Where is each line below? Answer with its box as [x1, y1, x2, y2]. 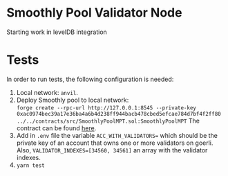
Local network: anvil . [16, 88, 79, 96]
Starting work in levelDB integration [6, 28, 108, 36]
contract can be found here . [16, 123, 97, 132]
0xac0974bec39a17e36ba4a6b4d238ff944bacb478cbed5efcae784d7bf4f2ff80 [16, 110, 222, 117]
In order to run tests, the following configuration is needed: [6, 75, 174, 83]
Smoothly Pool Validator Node [6, 5, 182, 21]
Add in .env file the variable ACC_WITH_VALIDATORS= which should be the [16, 131, 218, 139]
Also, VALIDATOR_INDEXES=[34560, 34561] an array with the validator [16, 146, 208, 154]
